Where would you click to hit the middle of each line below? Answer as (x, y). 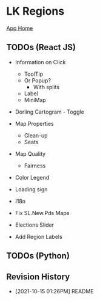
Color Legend (32, 177)
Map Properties (34, 123)
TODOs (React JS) (41, 47)
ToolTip (34, 74)
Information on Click (40, 62)
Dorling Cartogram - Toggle (50, 112)
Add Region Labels (38, 236)
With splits (46, 87)
